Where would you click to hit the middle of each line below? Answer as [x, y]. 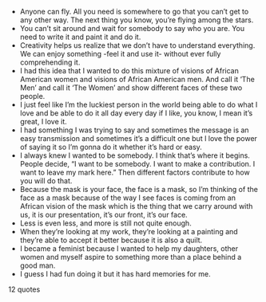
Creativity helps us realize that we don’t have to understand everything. [137, 45]
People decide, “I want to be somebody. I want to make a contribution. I [137, 164]
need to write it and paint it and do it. [80, 37]
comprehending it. [50, 62]
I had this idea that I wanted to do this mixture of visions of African [129, 71]
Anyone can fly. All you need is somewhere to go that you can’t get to [134, 12]
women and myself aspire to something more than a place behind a [131, 257]
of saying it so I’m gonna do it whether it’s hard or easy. [111, 147]
